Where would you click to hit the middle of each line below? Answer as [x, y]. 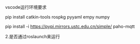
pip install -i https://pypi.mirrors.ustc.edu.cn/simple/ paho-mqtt [70, 26]
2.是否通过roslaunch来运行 [33, 36]
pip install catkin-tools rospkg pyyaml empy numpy [58, 17]
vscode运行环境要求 [26, 7]
